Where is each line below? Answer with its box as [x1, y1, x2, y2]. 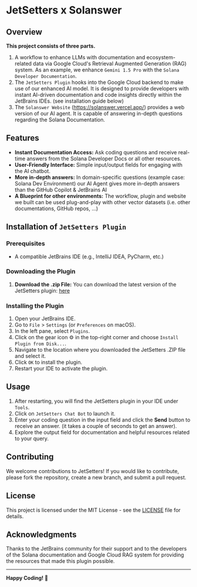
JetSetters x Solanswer [6, 4, 122, 17]
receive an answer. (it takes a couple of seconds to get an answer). [14, 422, 177, 429]
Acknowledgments [6, 529, 77, 539]
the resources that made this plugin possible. [6, 558, 116, 565]
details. [6, 512, 24, 519]
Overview [6, 27, 43, 37]
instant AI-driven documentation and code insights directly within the [14, 92, 182, 98]
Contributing [6, 452, 54, 462]
